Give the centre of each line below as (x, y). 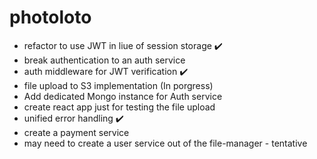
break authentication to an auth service (104, 60)
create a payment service (76, 132)
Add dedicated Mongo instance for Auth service (123, 96)
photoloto (50, 17)
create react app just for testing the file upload (119, 107)
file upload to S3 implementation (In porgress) (118, 85)
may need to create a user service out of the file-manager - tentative (165, 143)
